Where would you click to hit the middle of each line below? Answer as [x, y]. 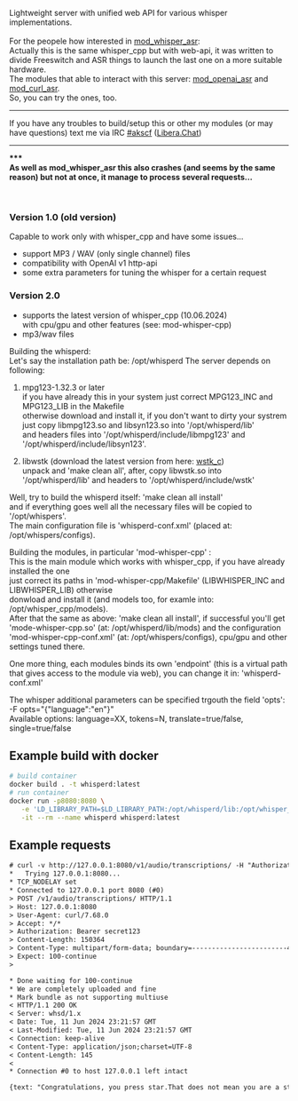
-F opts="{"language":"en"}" [62, 709]
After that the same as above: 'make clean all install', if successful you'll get [147, 618]
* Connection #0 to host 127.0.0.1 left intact [99, 1072]
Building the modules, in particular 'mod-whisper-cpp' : [110, 552]
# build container [43, 776]
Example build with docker [84, 755]
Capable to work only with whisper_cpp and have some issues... [126, 237]
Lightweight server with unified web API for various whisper [118, 13]
